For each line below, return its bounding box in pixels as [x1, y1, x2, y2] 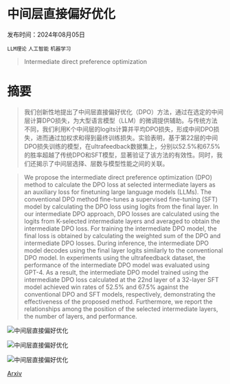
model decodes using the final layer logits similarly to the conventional [23, 246, 223, 255]
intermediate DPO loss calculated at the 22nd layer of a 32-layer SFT [23, 275, 220, 284]
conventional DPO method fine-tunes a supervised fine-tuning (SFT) [23, 195, 218, 203]
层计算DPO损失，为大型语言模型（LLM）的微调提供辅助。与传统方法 [23, 116, 218, 125]
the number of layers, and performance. [23, 312, 137, 320]
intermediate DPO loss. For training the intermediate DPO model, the [23, 224, 218, 233]
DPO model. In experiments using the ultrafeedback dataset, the [23, 253, 206, 262]
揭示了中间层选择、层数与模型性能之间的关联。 [36, 159, 169, 167]
